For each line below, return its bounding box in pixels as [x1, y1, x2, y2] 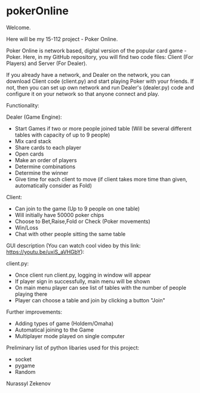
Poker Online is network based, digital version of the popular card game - [6, 47, 187, 54]
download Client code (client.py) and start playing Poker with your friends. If [6, 78, 194, 85]
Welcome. [6, 24, 31, 31]
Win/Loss [14, 224, 39, 231]
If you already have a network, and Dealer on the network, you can [6, 71, 171, 78]
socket [14, 355, 32, 363]
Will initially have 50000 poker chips [14, 211, 104, 218]
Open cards [14, 150, 44, 157]
